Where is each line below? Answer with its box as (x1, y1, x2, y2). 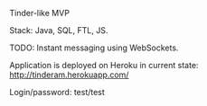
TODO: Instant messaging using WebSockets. (9, 42, 179, 53)
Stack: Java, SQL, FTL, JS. (9, 25, 108, 35)
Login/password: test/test (9, 87, 106, 97)
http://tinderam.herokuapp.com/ (9, 69, 129, 80)
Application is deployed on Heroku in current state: (9, 60, 199, 70)
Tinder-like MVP (9, 8, 71, 18)
